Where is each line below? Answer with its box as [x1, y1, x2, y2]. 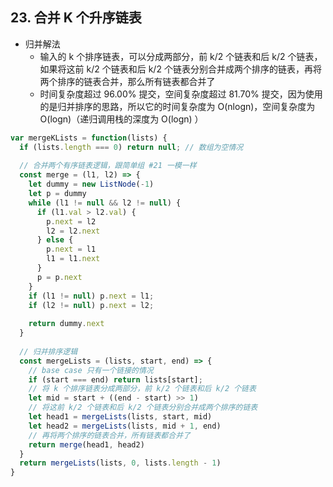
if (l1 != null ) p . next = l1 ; [28, 291, 155, 301]
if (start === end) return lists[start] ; [28, 374, 203, 385]
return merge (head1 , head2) [28, 439, 145, 450]
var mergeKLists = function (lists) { [10, 133, 168, 143]
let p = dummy [28, 189, 87, 199]
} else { [36, 235, 74, 245]
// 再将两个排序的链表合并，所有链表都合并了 [28, 430, 191, 440]
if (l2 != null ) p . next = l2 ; [28, 300, 155, 310]
